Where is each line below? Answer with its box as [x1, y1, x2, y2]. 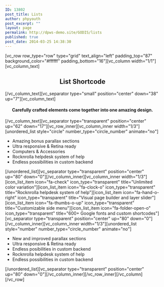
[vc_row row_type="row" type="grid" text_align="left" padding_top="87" [5, 53, 153, 59]
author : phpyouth [5, 16, 41, 21]
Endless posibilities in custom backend [12, 246, 91, 252]
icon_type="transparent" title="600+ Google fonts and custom [5, 210, 132, 216]
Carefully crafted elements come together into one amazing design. [12, 107, 153, 113]
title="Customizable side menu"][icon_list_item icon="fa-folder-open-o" [5, 205, 151, 211]
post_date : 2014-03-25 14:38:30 [5, 39, 71, 44]
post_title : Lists [5, 12, 43, 17]
